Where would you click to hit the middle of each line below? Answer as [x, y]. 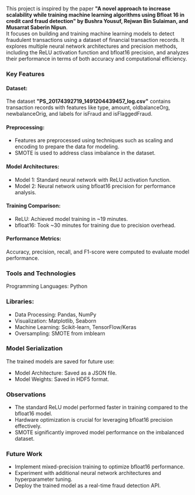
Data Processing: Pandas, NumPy [55, 314]
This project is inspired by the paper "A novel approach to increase [88, 9]
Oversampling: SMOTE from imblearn [60, 333]
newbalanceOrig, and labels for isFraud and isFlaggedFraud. [79, 114]
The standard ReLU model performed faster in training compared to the [101, 408]
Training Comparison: [33, 206]
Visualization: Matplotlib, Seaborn [55, 321]
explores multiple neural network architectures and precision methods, [92, 46]
